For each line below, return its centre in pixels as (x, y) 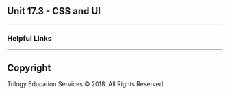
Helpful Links (30, 38)
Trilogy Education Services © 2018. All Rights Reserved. (86, 83)
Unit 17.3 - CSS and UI (54, 11)
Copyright (29, 68)
